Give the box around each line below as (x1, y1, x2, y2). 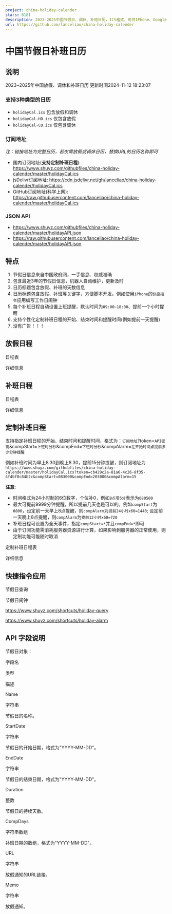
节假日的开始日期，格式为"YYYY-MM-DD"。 (5, 745, 99, 751)
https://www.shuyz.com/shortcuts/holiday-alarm (5, 617, 108, 624)
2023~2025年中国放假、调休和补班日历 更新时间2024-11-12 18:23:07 (5, 82, 151, 88)
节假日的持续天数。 (5, 808, 46, 814)
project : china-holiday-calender (5, 7, 77, 13)
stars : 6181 (5, 12, 31, 17)
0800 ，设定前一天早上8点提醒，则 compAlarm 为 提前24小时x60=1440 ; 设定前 (12, 508, 163, 514)
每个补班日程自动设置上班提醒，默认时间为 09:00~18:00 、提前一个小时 (12, 303, 160, 310)
